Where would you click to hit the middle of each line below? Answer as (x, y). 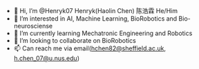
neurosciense (33, 26)
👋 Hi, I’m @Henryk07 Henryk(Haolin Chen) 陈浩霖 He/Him (96, 11)
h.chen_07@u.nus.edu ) (46, 58)
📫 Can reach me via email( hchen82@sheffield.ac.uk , (89, 48)
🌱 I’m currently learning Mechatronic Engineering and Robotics (103, 33)
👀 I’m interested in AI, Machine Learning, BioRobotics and (95, 19)
